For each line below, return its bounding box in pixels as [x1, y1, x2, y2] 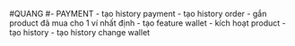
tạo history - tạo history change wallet [9, 27, 151, 37]
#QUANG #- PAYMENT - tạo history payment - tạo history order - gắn [9, 9, 267, 19]
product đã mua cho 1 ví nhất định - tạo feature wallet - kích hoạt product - [9, 18, 286, 28]
